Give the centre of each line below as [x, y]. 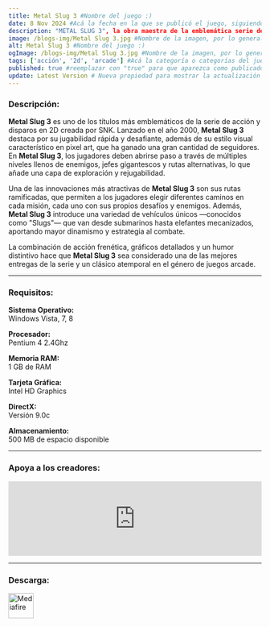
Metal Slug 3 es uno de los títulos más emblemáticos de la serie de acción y [135, 121]
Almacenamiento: [39, 431]
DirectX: [22, 407]
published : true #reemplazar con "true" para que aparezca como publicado [136, 69]
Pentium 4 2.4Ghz [38, 343]
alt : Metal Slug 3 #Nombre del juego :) [77, 46]
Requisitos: [31, 293]
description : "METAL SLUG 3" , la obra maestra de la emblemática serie [131, 31]
